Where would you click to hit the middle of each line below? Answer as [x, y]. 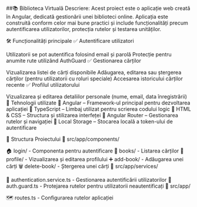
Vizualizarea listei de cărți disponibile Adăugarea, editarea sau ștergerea [94, 72]
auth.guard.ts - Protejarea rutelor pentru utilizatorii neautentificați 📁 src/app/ [98, 186]
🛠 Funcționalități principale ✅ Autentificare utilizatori [70, 41]
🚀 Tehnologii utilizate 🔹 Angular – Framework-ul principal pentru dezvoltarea [98, 103]
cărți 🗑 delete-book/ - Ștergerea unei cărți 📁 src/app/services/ [82, 166]
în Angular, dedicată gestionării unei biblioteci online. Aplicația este [87, 17]
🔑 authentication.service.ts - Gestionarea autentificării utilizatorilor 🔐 [89, 180]
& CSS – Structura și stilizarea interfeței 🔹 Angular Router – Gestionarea [92, 115]
